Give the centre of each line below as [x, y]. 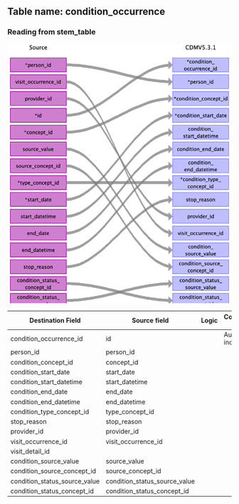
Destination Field [55, 321]
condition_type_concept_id [50, 411]
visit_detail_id [30, 451]
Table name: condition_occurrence [86, 12]
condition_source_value [45, 461]
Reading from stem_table [52, 32]
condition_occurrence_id [47, 339]
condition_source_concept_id [53, 471]
